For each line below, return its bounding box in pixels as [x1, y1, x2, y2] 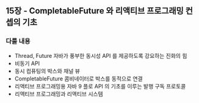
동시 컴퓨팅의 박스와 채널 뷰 [14, 67, 81, 74]
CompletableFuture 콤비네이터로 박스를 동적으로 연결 [14, 75, 143, 82]
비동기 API [14, 60, 40, 67]
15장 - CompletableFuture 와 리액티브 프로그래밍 [5, 5, 184, 16]
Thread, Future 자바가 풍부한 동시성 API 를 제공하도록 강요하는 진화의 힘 [14, 52, 187, 59]
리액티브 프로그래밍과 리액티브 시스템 [14, 90, 103, 98]
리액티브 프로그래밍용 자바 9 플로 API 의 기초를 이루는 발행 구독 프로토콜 [14, 82, 186, 90]
